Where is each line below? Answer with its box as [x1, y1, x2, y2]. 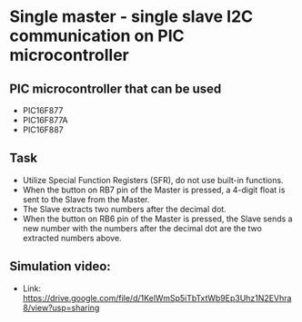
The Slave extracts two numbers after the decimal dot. [22, 203, 227, 214]
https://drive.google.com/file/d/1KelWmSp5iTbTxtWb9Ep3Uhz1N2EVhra [22, 292, 292, 303]
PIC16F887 [22, 124, 64, 135]
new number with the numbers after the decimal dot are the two [22, 222, 262, 233]
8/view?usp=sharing [22, 302, 100, 313]
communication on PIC [9, 25, 185, 46]
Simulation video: [9, 259, 111, 274]
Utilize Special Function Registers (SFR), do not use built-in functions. [22, 174, 284, 185]
